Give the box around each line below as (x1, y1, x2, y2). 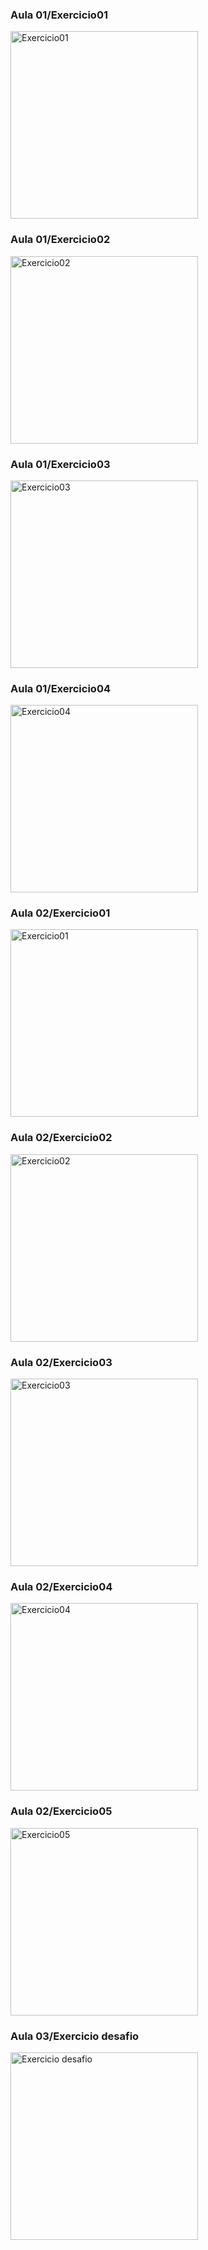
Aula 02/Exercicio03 (10, 1355, 113, 1369)
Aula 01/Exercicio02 (10, 233, 111, 247)
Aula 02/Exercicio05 (10, 1804, 113, 1818)
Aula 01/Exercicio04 (10, 681, 111, 695)
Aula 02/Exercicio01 (10, 906, 111, 920)
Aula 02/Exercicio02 (10, 1131, 113, 1145)
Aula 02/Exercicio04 (10, 1580, 113, 1593)
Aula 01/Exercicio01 (10, 8, 108, 22)
